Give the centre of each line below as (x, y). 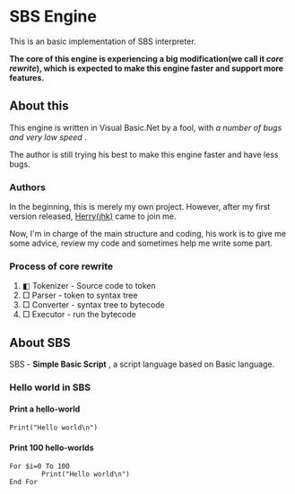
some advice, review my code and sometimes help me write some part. (141, 243)
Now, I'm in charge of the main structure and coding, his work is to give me (148, 234)
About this (39, 106)
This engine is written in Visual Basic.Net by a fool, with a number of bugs (146, 127)
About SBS (40, 342)
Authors (28, 187)
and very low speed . (48, 137)
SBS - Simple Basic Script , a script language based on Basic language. (142, 364)
